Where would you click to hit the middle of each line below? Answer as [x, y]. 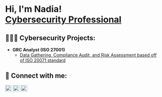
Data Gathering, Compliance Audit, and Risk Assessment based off [88, 55]
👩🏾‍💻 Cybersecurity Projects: [50, 38]
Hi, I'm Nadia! [34, 9]
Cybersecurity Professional [63, 20]
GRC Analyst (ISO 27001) [39, 50]
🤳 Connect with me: [36, 76]
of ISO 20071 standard [43, 60]
